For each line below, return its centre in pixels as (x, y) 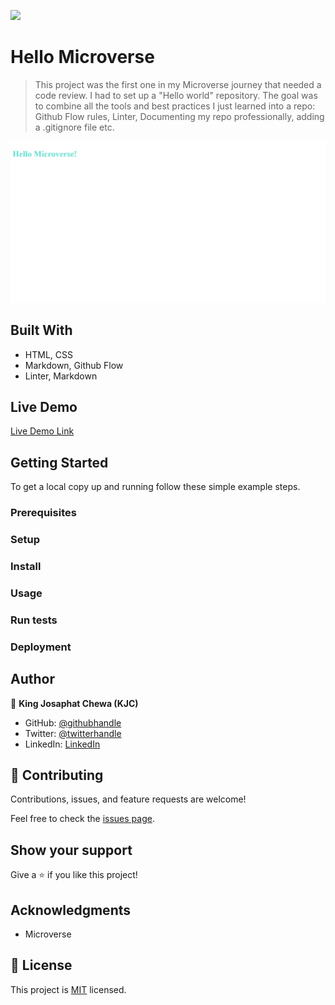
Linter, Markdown (61, 376)
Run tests (34, 620)
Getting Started (59, 462)
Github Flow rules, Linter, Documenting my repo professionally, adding (179, 116)
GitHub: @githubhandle (73, 722)
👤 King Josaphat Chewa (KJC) (74, 703)
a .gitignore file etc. (74, 127)
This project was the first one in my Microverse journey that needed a (178, 84)
